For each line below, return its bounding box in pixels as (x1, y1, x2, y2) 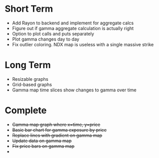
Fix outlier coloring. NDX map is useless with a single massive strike (12, 41, 154, 47)
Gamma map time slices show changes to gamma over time (12, 87, 137, 93)
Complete (5, 105, 47, 116)
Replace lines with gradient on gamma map (12, 132, 102, 138)
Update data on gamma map (12, 138, 72, 144)
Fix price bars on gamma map (12, 143, 74, 149)
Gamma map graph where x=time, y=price (12, 121, 101, 128)
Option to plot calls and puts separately (12, 30, 94, 37)
